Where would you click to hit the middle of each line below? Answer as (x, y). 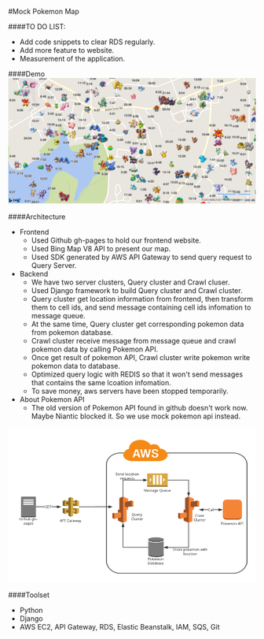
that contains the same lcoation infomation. (101, 383)
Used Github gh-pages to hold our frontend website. (116, 240)
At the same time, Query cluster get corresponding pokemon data (137, 324)
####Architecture (37, 217)
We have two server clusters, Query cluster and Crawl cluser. (130, 282)
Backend (34, 274)
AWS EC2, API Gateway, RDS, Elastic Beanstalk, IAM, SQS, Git (119, 627)
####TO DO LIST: (37, 26)
